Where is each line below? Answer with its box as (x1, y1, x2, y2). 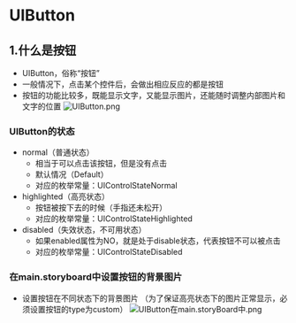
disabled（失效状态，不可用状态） (21, 225, 147, 235)
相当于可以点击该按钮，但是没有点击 (34, 158, 168, 169)
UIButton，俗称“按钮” (21, 68, 100, 78)
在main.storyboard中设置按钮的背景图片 (9, 271, 183, 283)
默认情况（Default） (34, 169, 109, 180)
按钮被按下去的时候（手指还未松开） (34, 203, 168, 213)
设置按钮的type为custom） (29, 304, 128, 314)
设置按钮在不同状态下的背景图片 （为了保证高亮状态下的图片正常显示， (21, 293, 280, 304)
